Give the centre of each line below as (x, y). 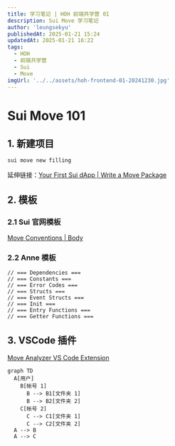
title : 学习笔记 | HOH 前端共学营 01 (58, 14)
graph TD (20, 371)
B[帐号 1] (34, 386)
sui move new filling (39, 161)
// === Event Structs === (46, 298)
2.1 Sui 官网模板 (34, 222)
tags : (15, 47)
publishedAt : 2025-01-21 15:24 (54, 34)
